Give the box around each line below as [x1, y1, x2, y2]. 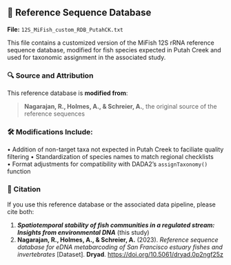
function [7, 167, 31, 176]
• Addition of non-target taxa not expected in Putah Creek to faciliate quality [7, 145, 224, 153]
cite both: [7, 207, 34, 215]
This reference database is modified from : [7, 89, 128, 97]
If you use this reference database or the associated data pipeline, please [7, 200, 216, 209]
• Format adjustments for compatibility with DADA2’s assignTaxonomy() [7, 160, 208, 169]
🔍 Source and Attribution [7, 70, 94, 80]
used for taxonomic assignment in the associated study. [7, 53, 166, 61]
